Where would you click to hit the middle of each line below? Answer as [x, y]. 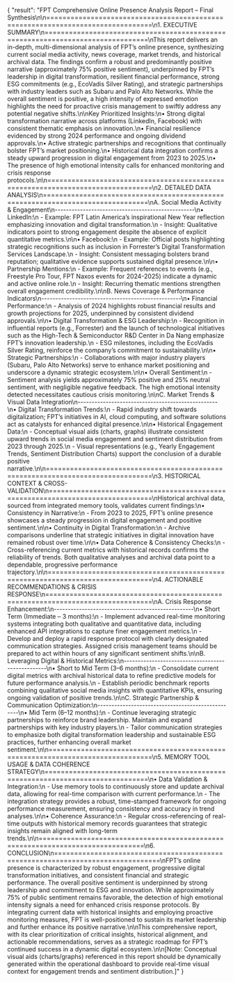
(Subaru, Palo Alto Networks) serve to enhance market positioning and [109, 365]
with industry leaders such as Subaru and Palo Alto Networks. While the [110, 91]
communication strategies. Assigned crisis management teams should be [112, 646]
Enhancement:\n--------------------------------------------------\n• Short [114, 609]
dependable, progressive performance [63, 564]
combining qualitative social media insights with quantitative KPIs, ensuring [115, 690]
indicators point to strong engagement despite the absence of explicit [107, 232]
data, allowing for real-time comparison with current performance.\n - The [114, 794]
